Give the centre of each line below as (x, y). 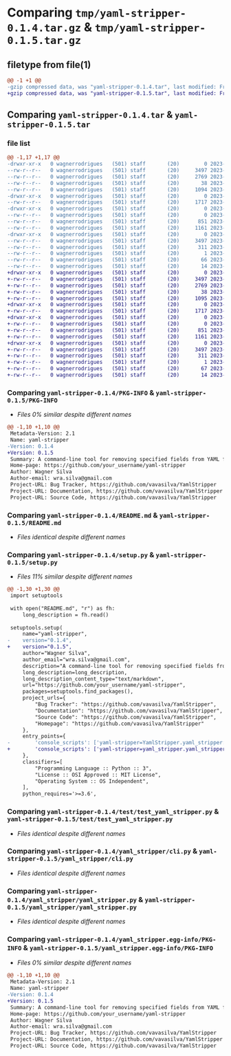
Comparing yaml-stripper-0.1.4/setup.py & (81, 554)
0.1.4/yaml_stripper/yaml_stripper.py (72, 900)
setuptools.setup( (36, 627)
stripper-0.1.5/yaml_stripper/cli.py (70, 859)
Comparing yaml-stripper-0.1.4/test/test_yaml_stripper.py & (113, 812)
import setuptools (36, 596)
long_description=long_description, (75, 672)
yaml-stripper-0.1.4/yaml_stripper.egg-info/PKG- (132, 940)
